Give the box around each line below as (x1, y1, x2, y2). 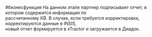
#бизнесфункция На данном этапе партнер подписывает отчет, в (5, 5, 147, 10)
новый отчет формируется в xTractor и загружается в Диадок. (5, 26, 140, 32)
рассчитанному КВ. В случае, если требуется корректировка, (5, 15, 140, 21)
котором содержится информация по (5, 10, 87, 16)
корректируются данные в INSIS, (5, 20, 77, 26)
